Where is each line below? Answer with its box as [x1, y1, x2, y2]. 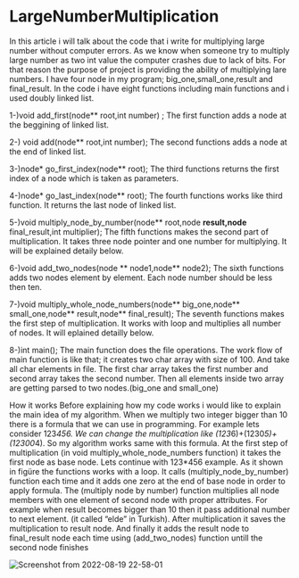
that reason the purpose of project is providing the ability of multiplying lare [9, 64, 287, 75]
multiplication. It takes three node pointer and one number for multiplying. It [9, 235, 287, 246]
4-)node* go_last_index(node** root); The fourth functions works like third [9, 190, 283, 201]
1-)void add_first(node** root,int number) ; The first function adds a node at [9, 110, 287, 120]
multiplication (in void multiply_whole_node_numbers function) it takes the [9, 447, 281, 458]
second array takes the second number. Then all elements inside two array [9, 373, 284, 384]
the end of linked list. [9, 145, 87, 157]
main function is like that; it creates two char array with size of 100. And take [9, 354, 290, 365]
